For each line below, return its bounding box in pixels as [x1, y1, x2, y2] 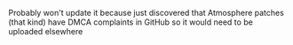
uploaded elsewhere [8, 26, 83, 36]
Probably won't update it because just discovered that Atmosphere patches [8, 8, 285, 18]
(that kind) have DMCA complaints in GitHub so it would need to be [8, 17, 254, 27]
